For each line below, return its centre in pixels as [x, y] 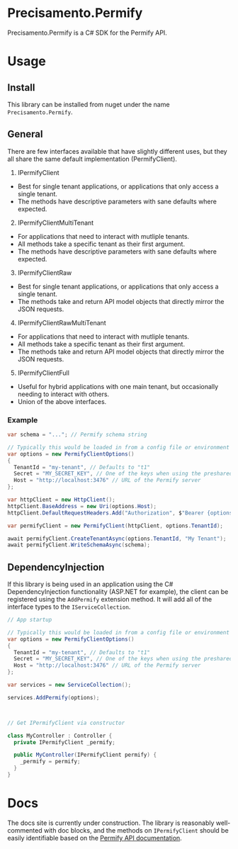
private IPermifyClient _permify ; [64, 742]
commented [25, 830]
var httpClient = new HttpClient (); [61, 500]
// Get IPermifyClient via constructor [66, 723]
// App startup [30, 620]
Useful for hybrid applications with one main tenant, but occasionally [118, 386]
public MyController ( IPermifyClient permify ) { [85, 755]
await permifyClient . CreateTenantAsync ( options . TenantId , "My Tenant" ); [117, 539]
